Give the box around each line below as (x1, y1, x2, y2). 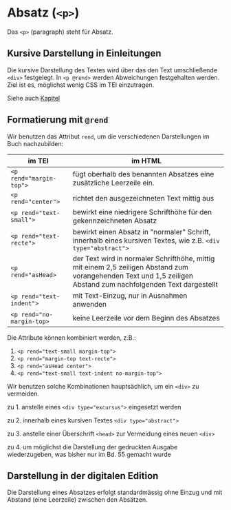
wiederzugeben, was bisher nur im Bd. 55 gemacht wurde (7, 450, 172, 458)
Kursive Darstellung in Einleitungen (7, 48, 162, 59)
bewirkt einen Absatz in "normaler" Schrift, (72, 227, 211, 236)
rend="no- (21, 310, 54, 318)
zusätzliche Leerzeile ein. (72, 178, 155, 187)
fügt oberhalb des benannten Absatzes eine (72, 169, 214, 178)
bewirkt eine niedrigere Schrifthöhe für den (72, 207, 212, 216)
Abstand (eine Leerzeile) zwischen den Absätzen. (7, 496, 148, 504)
